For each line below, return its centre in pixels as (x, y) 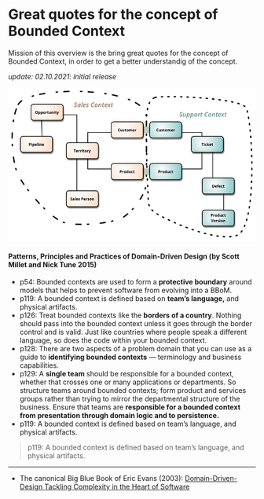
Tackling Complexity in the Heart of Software (117, 487)
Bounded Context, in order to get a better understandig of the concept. (123, 61)
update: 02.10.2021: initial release (62, 76)
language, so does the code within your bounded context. (113, 340)
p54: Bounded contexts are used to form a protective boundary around (136, 282)
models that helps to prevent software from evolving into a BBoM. (126, 290)
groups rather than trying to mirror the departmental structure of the (130, 399)
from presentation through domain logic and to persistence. (119, 416)
